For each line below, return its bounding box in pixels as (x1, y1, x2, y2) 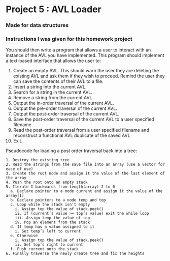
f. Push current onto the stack (10, 247, 79, 252)
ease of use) (6, 166, 33, 171)
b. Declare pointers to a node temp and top (10, 197, 106, 203)
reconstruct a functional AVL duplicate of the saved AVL (13, 132, 131, 138)
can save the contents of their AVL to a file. (13, 78, 104, 84)
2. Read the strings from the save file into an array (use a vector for (6, 162, 165, 167)
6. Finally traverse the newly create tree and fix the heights (6, 251, 145, 256)
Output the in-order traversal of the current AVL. (13, 100, 114, 106)
